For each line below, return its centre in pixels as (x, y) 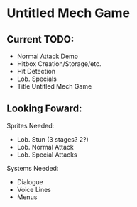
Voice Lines (34, 189)
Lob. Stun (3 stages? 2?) (53, 139)
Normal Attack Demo (48, 56)
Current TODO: (40, 39)
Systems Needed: (33, 168)
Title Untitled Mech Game (54, 86)
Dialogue (30, 181)
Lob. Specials (37, 79)
